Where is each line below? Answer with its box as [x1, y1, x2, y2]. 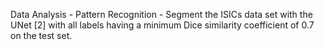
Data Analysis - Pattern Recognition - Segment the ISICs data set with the [10, 9, 313, 20]
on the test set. [10, 30, 73, 41]
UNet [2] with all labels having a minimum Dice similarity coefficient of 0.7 [10, 19, 315, 31]
